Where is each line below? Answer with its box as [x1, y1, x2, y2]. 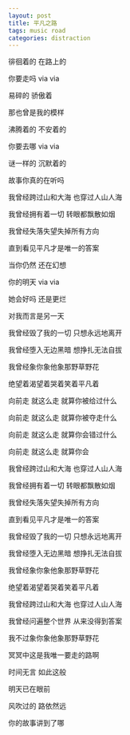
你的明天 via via [8, 277, 60, 287]
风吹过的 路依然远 [8, 701, 66, 711]
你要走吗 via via [8, 73, 60, 84]
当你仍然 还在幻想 [8, 260, 66, 270]
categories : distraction [8, 34, 91, 42]
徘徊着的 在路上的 [8, 57, 66, 66]
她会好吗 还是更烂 [8, 294, 66, 304]
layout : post [8, 11, 52, 20]
